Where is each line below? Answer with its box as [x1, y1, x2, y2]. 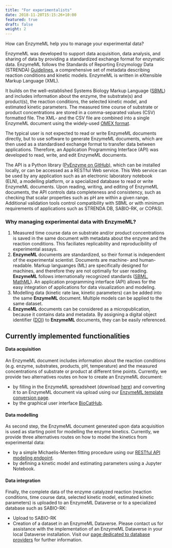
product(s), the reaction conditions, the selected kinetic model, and [5, 98, 147, 105]
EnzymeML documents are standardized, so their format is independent [12, 251, 165, 258]
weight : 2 [5, 27, 27, 32]
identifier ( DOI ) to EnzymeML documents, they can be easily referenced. [12, 317, 167, 323]
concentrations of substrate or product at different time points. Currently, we [5, 368, 167, 374]
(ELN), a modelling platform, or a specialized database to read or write [5, 178, 154, 184]
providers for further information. [12, 537, 83, 543]
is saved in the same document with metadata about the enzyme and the [12, 235, 166, 241]
